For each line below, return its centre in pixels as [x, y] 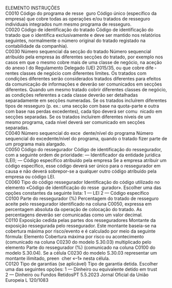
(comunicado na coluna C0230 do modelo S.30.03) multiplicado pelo [78, 242]
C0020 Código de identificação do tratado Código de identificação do [80, 30]
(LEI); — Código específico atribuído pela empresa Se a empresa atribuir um [86, 160]
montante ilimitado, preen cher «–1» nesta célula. [58, 258]
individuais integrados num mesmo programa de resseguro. [69, 24]
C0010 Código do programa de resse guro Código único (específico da [81, 13]
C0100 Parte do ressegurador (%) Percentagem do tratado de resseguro [82, 198]
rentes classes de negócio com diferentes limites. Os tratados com [76, 73]
